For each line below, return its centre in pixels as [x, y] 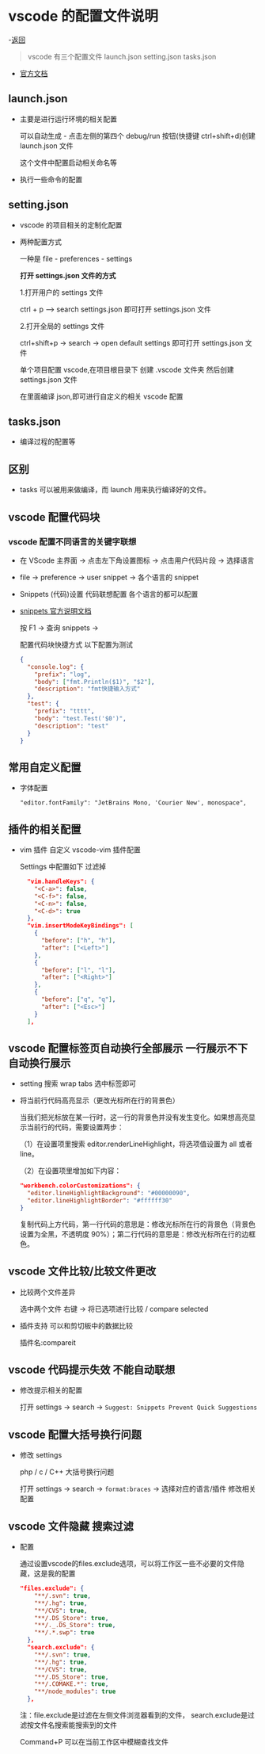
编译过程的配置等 [47, 441]
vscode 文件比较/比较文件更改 [82, 1272]
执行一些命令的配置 [51, 179]
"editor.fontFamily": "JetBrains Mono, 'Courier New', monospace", [133, 803]
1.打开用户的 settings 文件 [61, 292]
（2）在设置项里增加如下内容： [70, 1171]
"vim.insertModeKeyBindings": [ [80, 926]
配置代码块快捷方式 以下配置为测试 [76, 644]
